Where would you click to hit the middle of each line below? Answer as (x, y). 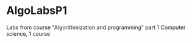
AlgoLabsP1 (37, 11)
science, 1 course (28, 33)
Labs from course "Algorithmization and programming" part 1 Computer (96, 27)
